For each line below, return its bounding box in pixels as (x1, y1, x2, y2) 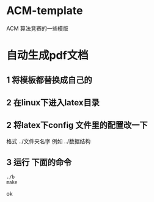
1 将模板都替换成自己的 (6, 75, 93, 85)
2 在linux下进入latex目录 (6, 97, 100, 108)
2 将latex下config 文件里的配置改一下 (6, 120, 148, 130)
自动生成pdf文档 (6, 48, 89, 62)
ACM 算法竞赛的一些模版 (6, 24, 68, 32)
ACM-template (6, 4, 83, 18)
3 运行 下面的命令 (6, 157, 72, 168)
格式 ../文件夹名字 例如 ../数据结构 (6, 137, 91, 144)
